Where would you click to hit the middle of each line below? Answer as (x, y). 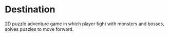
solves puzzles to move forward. (39, 29)
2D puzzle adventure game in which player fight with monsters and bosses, (85, 24)
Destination (30, 10)
